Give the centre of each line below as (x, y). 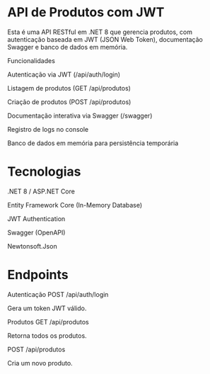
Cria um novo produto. (40, 363)
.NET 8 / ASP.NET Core (41, 191)
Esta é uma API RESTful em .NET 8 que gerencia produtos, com (100, 32)
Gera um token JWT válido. (47, 308)
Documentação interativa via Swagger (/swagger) (80, 115)
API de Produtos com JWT (86, 12)
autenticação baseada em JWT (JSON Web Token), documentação (105, 39)
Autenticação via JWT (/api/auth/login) (64, 74)
